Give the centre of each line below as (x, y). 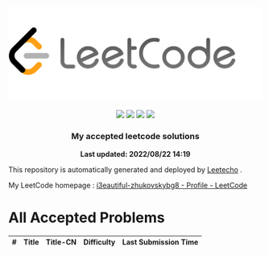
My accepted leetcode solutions (135, 137)
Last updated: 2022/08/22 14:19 (135, 154)
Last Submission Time (160, 242)
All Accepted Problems (87, 218)
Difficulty (99, 242)
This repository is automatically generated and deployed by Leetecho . (126, 169)
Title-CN (61, 242)
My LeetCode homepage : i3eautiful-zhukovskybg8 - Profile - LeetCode (128, 185)
